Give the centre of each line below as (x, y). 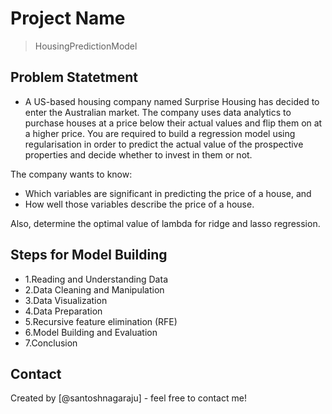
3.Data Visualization (66, 300)
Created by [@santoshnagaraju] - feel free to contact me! (128, 398)
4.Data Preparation (63, 311)
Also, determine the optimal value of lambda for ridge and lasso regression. (165, 223)
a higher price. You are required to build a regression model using (160, 133)
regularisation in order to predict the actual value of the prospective (164, 144)
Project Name (68, 18)
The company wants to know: (71, 174)
